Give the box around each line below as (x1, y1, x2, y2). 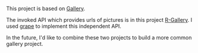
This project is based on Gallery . (6, 5, 86, 12)
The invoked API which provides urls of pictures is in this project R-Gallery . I (6, 16, 193, 23)
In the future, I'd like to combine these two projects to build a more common (6, 34, 192, 41)
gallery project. (6, 41, 43, 47)
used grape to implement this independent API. (6, 23, 122, 29)
